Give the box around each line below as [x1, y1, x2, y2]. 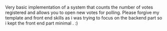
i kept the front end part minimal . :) [5, 20, 78, 26]
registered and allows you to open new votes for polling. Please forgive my [5, 9, 159, 15]
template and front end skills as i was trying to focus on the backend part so [5, 15, 162, 20]
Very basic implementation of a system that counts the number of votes [5, 4, 153, 10]
